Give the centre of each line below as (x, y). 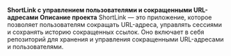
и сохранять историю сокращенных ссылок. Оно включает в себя (106, 32)
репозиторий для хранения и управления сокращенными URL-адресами (115, 39)
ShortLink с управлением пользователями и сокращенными (100, 10)
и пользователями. (35, 47)
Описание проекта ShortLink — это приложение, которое (126, 17)
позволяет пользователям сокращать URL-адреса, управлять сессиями (115, 25)
